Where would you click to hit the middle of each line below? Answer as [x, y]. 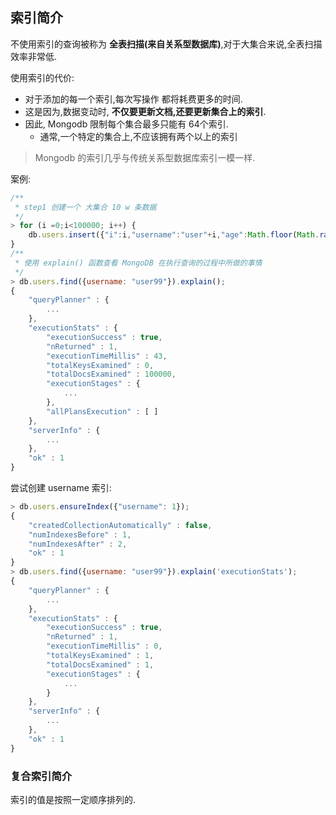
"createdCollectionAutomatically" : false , [120, 525]
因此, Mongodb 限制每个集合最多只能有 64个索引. [126, 124]
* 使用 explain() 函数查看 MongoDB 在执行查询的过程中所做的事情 [138, 263]
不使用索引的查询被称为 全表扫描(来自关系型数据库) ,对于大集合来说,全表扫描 [166, 44]
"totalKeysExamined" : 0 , [100, 365]
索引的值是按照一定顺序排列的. [73, 799]
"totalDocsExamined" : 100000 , [111, 374]
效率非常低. [34, 56]
